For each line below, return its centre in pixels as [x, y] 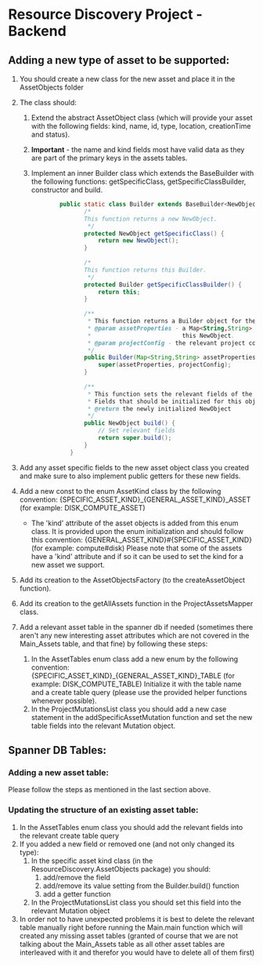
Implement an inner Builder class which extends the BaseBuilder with [142, 173]
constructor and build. [67, 190]
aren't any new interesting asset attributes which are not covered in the [134, 635]
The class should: [48, 102]
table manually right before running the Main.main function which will [131, 927]
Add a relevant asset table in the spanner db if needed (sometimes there [136, 627]
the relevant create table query [69, 835]
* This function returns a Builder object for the [171, 321]
